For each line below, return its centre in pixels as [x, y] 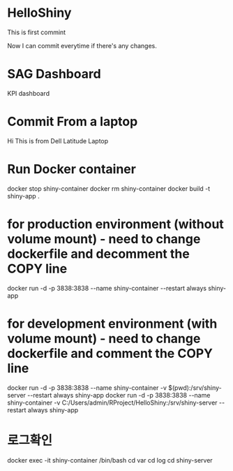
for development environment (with [112, 324]
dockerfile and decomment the [98, 254]
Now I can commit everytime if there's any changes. [82, 45]
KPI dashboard [29, 93]
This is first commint [37, 32]
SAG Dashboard [54, 74]
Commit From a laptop [73, 122]
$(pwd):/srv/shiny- [195, 387]
